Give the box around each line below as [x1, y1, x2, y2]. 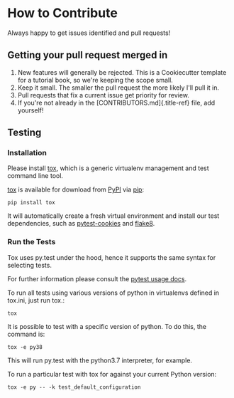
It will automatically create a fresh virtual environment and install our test [7, 211, 220, 220]
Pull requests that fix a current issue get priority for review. [17, 90, 190, 99]
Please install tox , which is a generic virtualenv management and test [7, 164, 209, 172]
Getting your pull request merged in [7, 49, 168, 61]
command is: [7, 330, 45, 338]
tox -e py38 [7, 343, 43, 350]
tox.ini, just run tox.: [7, 295, 65, 304]
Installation [7, 148, 48, 158]
